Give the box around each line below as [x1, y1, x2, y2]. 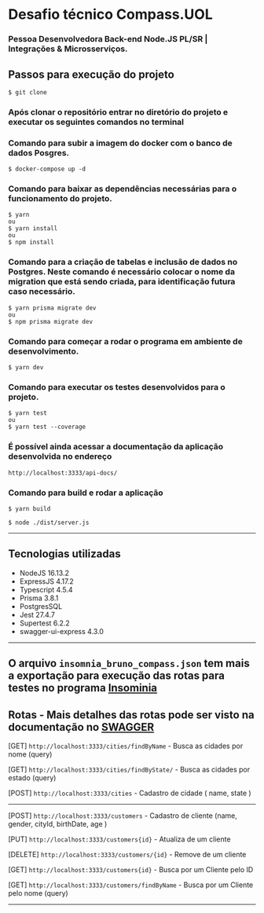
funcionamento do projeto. [8, 193, 112, 204]
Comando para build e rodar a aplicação [8, 487, 163, 498]
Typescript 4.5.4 [19, 585, 73, 594]
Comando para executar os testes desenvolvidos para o [8, 381, 225, 392]
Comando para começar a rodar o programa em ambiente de [8, 335, 244, 346]
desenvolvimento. [8, 346, 79, 357]
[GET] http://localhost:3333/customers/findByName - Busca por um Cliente [8, 880, 254, 889]
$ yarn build [8, 504, 51, 512]
